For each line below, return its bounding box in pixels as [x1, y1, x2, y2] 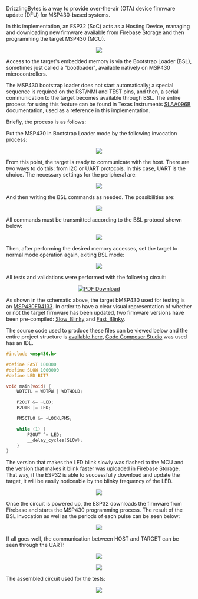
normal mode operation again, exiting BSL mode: [6, 251, 125, 258]
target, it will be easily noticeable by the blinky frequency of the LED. [6, 478, 173, 485]
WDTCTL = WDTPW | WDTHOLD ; [16, 389, 83, 395]
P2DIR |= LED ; [16, 405, 51, 411]
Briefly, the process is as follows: [6, 118, 87, 125]
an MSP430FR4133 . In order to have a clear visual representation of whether [6, 303, 192, 310]
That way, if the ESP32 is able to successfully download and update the [6, 471, 180, 478]
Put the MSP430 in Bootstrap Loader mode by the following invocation [6, 130, 177, 136]
